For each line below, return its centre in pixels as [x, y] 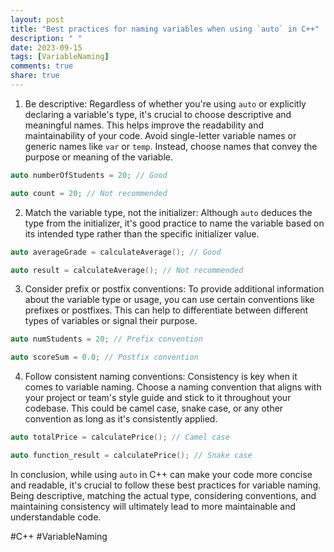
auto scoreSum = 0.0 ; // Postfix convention [104, 357]
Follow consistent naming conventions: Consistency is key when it [161, 377]
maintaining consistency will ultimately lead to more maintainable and [153, 506]
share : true [35, 76]
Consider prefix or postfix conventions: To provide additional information [174, 289]
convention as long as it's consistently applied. [121, 419]
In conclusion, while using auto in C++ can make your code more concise [161, 474]
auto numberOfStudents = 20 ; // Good [89, 175]
